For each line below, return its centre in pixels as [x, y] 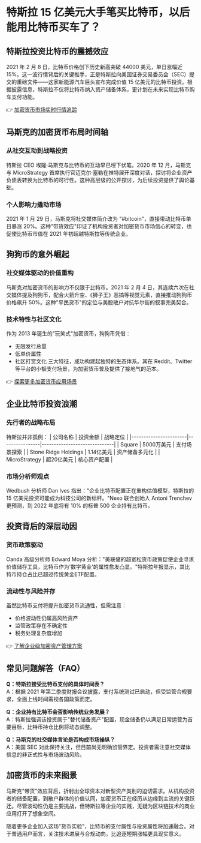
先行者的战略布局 [31, 422]
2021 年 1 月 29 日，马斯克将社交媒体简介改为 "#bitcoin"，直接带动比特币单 [99, 218]
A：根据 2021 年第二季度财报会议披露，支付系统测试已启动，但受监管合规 [97, 691]
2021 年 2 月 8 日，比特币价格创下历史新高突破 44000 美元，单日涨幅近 [94, 67]
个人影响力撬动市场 [34, 205]
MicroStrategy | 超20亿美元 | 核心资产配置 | [60, 459]
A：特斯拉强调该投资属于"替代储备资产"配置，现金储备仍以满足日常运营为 [97, 719]
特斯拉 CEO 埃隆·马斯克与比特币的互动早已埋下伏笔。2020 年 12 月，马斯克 [99, 165]
